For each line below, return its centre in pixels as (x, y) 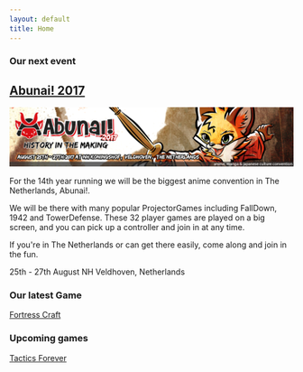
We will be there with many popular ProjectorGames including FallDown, (143, 209)
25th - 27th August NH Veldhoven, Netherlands (97, 272)
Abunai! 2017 (47, 90)
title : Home (32, 28)
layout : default (40, 19)
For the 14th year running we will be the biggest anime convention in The (144, 181)
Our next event (43, 61)
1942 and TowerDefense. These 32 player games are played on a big (138, 218)
